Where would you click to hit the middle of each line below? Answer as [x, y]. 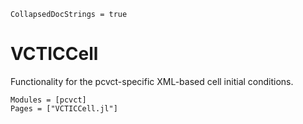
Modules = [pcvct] [48, 100]
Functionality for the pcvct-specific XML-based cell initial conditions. [152, 81]
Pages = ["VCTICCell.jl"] [64, 108]
